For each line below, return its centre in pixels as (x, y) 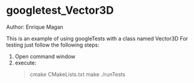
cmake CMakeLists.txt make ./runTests (78, 74)
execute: (26, 63)
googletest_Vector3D (60, 10)
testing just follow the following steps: (53, 45)
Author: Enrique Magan (35, 27)
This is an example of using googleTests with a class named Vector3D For (97, 38)
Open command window (45, 56)
